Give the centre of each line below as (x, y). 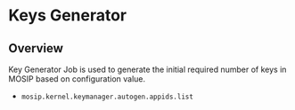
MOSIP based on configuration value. (77, 79)
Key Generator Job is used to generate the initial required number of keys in (147, 69)
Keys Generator (68, 16)
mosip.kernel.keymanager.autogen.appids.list (107, 97)
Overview (36, 48)
